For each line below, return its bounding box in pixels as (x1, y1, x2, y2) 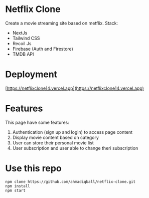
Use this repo (5, 163, 62, 174)
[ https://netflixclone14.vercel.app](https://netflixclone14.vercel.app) (5, 85, 144, 91)
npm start (5, 188, 26, 193)
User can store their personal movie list (12, 139, 94, 146)
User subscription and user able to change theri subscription (12, 145, 138, 151)
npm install (5, 183, 30, 188)
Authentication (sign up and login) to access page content (12, 129, 133, 135)
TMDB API (12, 51, 34, 57)
